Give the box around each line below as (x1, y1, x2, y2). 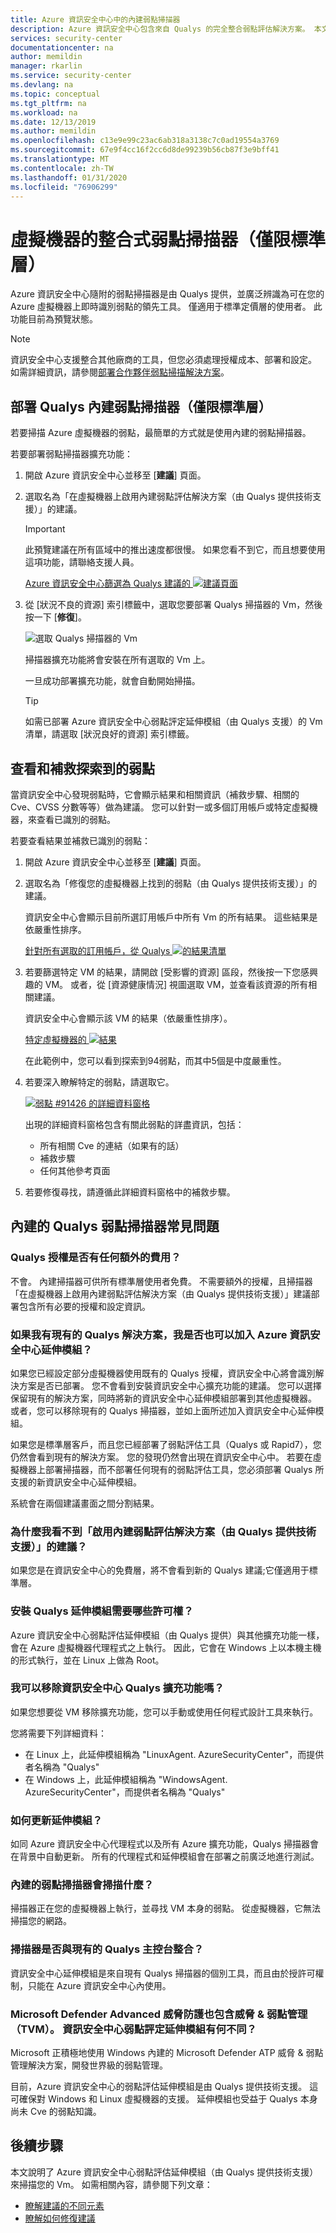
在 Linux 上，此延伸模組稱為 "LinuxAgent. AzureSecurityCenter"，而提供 (24, 1748, 325, 1760)
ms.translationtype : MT (10, 154, 110, 164)
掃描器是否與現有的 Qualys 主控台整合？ (10, 1942, 205, 1956)
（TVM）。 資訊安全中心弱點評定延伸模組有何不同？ (10, 2022, 257, 2036)
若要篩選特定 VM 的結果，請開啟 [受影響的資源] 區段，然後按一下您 (24, 966, 302, 978)
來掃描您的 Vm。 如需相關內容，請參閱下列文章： (10, 2178, 213, 2190)
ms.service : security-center (10, 71, 132, 81)
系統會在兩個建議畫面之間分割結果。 (10, 1497, 160, 1509)
